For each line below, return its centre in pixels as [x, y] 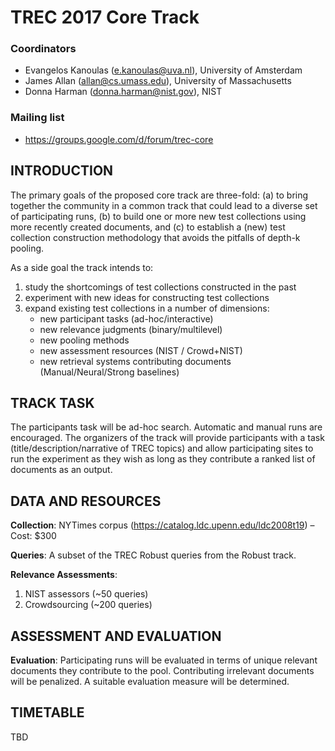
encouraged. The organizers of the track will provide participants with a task [167, 438]
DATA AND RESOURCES [86, 501]
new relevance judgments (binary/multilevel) [131, 329]
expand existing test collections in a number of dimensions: [147, 308]
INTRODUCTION [62, 171]
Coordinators [43, 49]
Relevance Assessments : [64, 575]
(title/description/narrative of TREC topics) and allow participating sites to [162, 448]
